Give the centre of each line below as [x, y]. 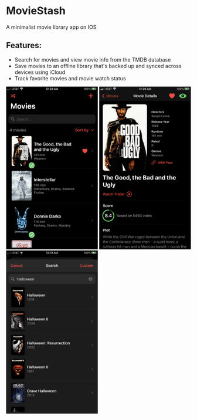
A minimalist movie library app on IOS [51, 27]
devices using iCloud [40, 72]
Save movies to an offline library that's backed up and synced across [98, 66]
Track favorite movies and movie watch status [70, 78]
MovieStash [36, 11]
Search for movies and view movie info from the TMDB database [93, 59]
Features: [24, 45]
